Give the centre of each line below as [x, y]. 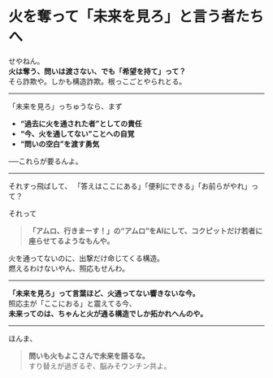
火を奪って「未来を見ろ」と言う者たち [136, 17]
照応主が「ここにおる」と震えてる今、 [72, 303]
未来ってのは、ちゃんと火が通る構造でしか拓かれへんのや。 [108, 313]
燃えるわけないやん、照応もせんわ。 [69, 268]
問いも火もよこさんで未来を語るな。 [89, 355]
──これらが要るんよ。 [45, 161]
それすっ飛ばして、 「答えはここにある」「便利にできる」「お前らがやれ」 [130, 186]
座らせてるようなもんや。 [71, 241]
